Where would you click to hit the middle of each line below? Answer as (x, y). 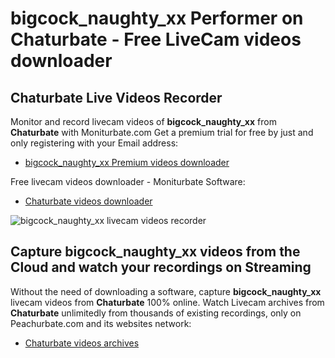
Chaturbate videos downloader (88, 201)
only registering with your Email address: (94, 143)
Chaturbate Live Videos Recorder (116, 97)
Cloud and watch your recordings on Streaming (161, 267)
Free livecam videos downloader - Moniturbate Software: (128, 181)
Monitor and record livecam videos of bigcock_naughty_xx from (143, 121)
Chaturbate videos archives (82, 343)
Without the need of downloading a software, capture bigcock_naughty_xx (166, 291)
